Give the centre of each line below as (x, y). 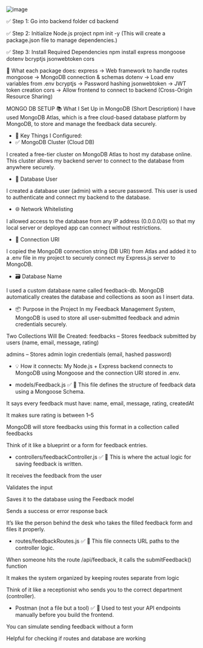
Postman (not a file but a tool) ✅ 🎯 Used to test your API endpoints (98, 608)
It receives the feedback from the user (54, 476)
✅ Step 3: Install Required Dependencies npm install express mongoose (96, 52)
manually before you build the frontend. (64, 615)
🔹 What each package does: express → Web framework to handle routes (97, 71)
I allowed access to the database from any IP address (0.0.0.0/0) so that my (101, 221)
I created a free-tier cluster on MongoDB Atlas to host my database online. (99, 154)
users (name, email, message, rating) (52, 343)
